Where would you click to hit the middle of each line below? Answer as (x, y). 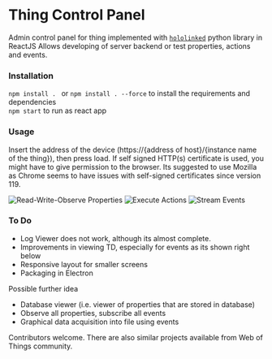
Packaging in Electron (56, 273)
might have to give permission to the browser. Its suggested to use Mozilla (133, 167)
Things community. (41, 346)
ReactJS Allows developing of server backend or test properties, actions (130, 45)
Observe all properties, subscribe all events (93, 313)
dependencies (32, 102)
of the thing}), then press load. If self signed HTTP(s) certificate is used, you (136, 158)
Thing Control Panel (77, 15)
